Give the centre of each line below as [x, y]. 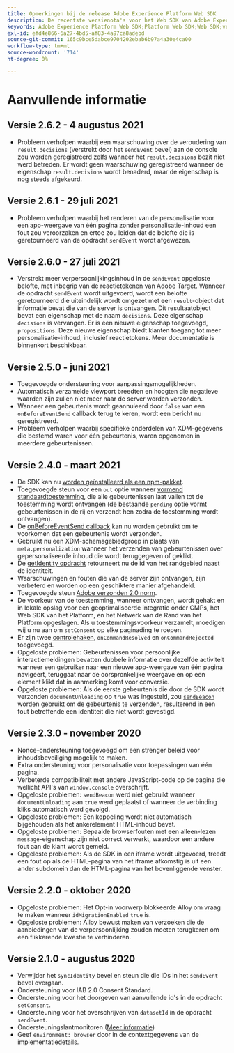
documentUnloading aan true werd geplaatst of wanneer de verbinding [117, 801]
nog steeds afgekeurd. [49, 179]
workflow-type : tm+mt [39, 46]
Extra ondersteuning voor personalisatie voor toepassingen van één [115, 764]
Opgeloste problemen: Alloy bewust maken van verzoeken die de [111, 922]
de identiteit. [35, 571]
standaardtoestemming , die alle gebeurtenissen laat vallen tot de [110, 497]
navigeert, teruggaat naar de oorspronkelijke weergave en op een [111, 674]
